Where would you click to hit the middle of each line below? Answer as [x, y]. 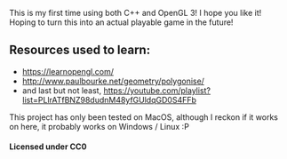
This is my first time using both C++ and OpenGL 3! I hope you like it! [136, 13]
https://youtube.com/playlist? [157, 90]
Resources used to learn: [80, 50]
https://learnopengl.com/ [68, 71]
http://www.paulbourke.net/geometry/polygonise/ [113, 81]
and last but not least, [62, 90]
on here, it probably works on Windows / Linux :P [99, 126]
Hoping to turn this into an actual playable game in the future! [121, 22]
